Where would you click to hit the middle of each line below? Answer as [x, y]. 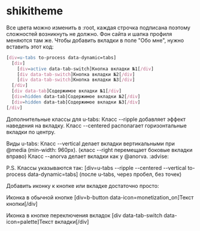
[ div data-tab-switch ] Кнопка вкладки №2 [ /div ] [76, 74]
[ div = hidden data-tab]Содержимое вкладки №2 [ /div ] [76, 97]
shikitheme [35, 11]
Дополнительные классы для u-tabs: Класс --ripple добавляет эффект [96, 119]
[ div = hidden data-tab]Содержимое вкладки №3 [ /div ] [76, 102]
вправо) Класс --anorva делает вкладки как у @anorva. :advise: [88, 156]
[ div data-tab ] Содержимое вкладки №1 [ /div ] [66, 91]
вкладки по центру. [31, 132]
